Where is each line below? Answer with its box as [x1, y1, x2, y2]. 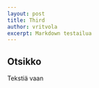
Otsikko [7, 55, 42, 67]
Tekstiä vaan [7, 74, 44, 82]
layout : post [7, 10, 45, 17]
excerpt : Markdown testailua [7, 29, 92, 37]
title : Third [7, 17, 45, 24]
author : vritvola [7, 23, 58, 30]
